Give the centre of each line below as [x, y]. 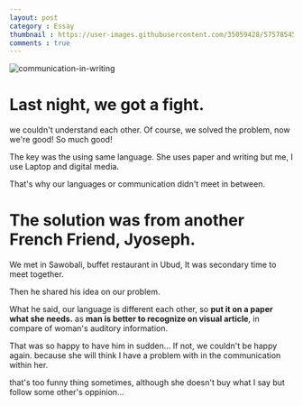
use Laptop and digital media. [64, 167]
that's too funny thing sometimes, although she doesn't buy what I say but [147, 383]
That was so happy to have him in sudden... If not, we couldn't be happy [143, 346]
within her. [29, 365]
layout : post [34, 18]
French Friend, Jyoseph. [102, 240]
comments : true [40, 43]
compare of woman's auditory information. [89, 328]
